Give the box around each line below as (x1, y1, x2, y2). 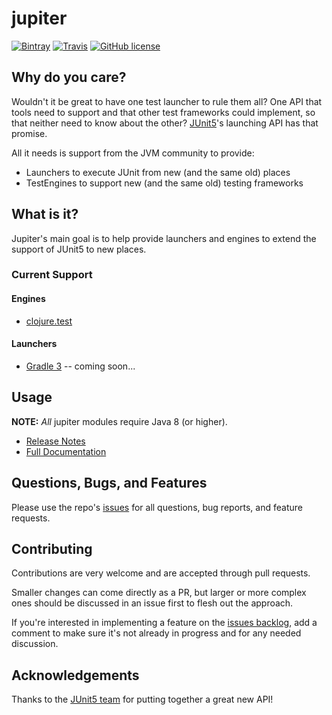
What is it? (11, 206, 79, 223)
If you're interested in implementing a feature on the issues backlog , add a (11, 617, 318, 629)
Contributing (11, 540, 93, 557)
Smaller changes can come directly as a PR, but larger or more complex (11, 587, 307, 599)
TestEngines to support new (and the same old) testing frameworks (25, 177, 304, 189)
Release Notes (25, 435, 86, 447)
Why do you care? (11, 69, 127, 86)
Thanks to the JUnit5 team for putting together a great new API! (11, 693, 274, 706)
